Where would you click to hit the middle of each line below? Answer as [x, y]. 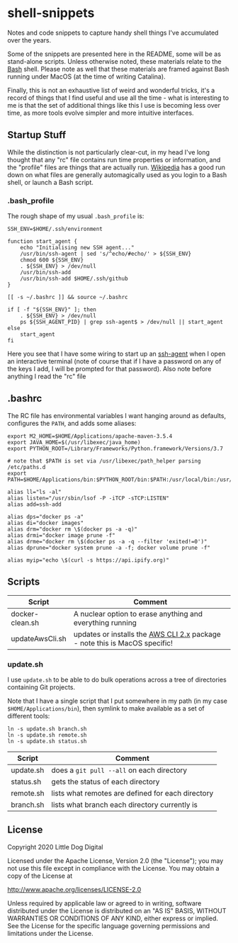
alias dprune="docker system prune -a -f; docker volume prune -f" [109, 548]
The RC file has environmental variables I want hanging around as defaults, [117, 415]
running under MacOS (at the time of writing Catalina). [86, 77]
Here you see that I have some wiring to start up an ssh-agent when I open [117, 354]
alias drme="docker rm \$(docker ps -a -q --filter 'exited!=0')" [107, 541]
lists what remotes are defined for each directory [132, 793]
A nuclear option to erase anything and [138, 614]
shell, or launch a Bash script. [50, 182]
